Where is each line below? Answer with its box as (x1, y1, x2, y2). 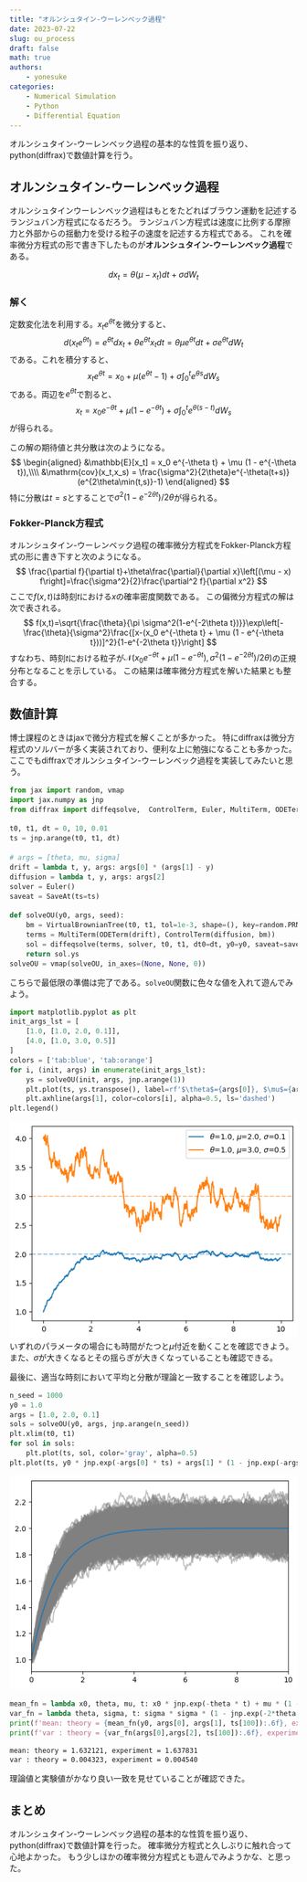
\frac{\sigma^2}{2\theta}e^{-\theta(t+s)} (138, 466, 291, 477)
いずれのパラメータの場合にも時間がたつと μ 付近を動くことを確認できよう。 (9, 1340, 294, 1351)
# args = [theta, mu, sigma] (9, 853, 121, 862)
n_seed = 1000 (9, 1390, 64, 1400)
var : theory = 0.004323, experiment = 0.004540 (9, 1755, 198, 1765)
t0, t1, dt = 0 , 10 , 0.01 (9, 824, 108, 833)
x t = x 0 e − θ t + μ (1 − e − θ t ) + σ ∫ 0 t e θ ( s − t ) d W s (75, 403, 232, 418)
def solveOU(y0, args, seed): (9, 911, 125, 920)
